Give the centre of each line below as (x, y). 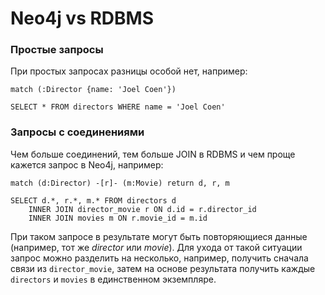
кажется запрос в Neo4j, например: (87, 164)
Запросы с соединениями (77, 132)
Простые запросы (57, 50)
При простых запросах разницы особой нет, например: (129, 71)
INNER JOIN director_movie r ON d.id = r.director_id (142, 209)
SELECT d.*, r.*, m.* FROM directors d (93, 200)
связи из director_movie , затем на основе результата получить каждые (163, 268)
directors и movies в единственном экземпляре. (113, 279)
